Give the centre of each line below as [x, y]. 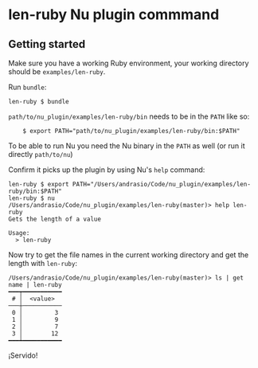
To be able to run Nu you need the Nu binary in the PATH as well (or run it [127, 146]
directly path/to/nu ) [41, 154]
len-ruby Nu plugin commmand [114, 15]
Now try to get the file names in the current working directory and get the [129, 255]
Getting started [47, 44]
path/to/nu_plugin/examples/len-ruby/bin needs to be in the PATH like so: [129, 116]
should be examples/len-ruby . [57, 72]
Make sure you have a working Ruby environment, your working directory [129, 63]
